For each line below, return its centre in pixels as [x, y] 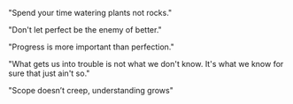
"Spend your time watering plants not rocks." [90, 13]
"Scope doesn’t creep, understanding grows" [91, 90]
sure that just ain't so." [49, 73]
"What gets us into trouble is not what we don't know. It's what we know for [146, 64]
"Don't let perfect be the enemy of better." [85, 30]
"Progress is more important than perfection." [91, 47]
